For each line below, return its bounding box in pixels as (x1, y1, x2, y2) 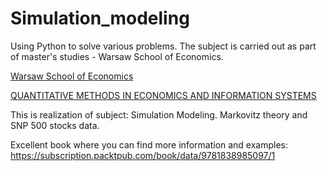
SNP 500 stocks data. (10, 119, 100, 131)
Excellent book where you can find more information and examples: (10, 138, 289, 151)
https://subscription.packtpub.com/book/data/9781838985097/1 (10, 149, 276, 161)
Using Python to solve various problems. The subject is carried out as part (10, 40, 317, 52)
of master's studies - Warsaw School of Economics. (10, 50, 224, 62)
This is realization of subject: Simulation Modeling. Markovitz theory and (10, 108, 308, 121)
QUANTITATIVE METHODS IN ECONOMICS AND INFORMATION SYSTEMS (10, 89, 317, 101)
